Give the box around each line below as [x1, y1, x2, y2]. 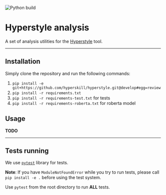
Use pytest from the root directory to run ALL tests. [5, 184, 110, 190]
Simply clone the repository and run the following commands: [5, 70, 130, 76]
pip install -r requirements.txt [12, 91, 82, 96]
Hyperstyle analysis [5, 22, 89, 33]
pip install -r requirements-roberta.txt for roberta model [12, 100, 136, 106]
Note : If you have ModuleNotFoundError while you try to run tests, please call [5, 169, 160, 175]
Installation [5, 57, 41, 66]
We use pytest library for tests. [5, 160, 68, 166]
